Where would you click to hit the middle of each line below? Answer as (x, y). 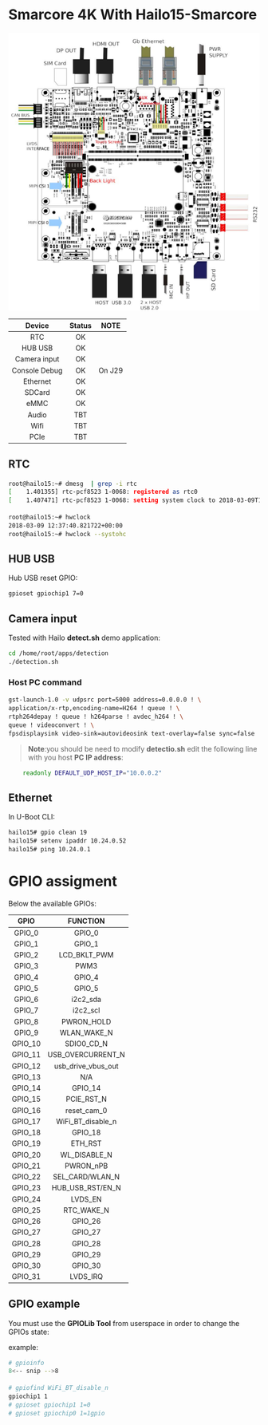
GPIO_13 (26, 1077)
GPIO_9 (26, 1032)
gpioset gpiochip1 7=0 (46, 594)
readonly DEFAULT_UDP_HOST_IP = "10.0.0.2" (92, 773)
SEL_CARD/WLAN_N (87, 1177)
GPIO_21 (26, 1166)
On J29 (111, 370)
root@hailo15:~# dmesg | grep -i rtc (73, 484)
